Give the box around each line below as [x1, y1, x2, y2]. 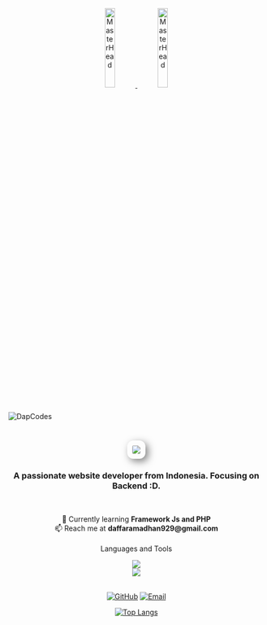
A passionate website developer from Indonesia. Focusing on [13, 470, 260, 482]
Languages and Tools [100, 544, 173, 553]
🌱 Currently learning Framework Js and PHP [62, 514, 211, 524]
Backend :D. [112, 480, 161, 492]
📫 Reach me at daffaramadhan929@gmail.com [54, 523, 219, 533]
